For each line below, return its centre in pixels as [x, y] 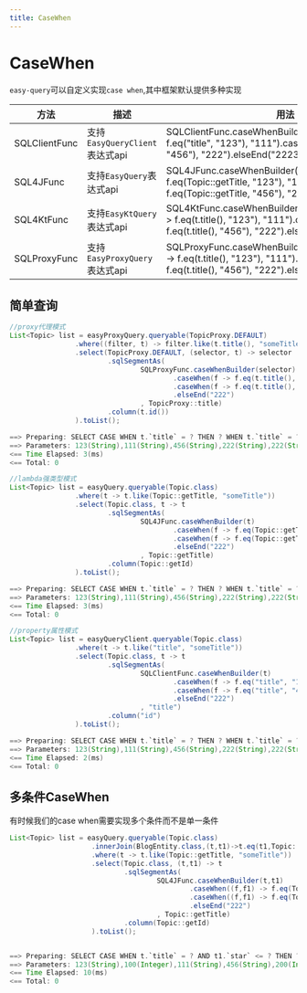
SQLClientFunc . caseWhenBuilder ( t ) [206, 673]
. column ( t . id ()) [138, 412]
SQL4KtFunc [41, 219]
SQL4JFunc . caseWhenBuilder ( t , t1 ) [220, 881]
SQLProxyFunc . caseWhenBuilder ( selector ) [218, 370]
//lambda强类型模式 [43, 479]
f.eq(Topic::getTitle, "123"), [225, 182]
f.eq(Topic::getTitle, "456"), [225, 193]
